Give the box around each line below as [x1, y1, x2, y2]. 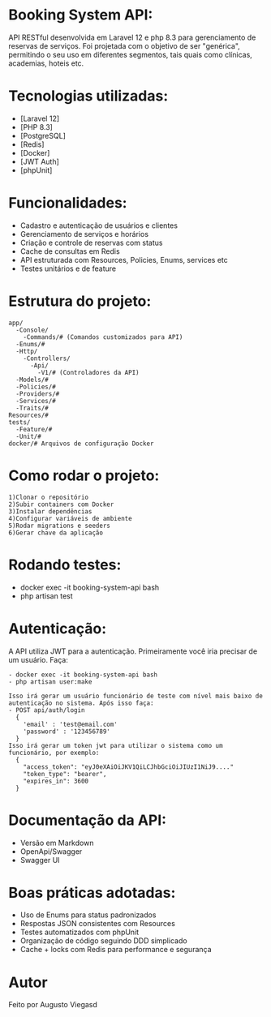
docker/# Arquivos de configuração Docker [8, 440, 154, 448]
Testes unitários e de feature [19, 264, 116, 273]
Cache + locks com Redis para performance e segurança [19, 945, 213, 955]
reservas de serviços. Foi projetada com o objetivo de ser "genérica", [8, 41, 241, 50]
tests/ [8, 418, 31, 427]
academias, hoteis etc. [8, 58, 84, 68]
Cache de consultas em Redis [19, 246, 120, 256]
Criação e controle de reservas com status [19, 238, 163, 247]
